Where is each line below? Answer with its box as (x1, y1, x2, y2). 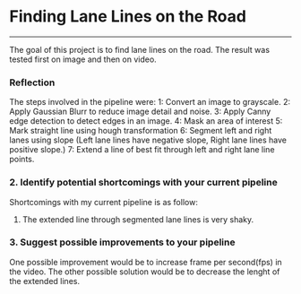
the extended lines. (9, 275, 81, 286)
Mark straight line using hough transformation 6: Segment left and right (9, 125, 272, 136)
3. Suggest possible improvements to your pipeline (9, 236, 236, 248)
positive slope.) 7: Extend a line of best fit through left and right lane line (9, 144, 275, 155)
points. (9, 154, 35, 165)
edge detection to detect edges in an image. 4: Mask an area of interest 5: (9, 116, 283, 126)
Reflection (9, 76, 56, 89)
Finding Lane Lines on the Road (9, 6, 246, 27)
